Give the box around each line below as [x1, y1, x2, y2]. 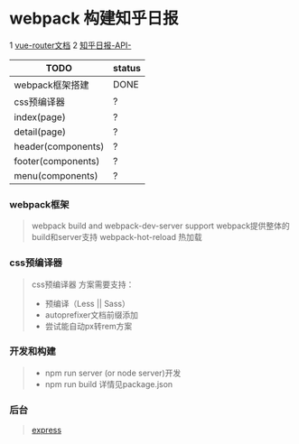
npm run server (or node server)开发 [44, 367, 182, 378]
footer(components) [14, 154, 100, 167]
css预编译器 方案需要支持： [31, 279, 135, 290]
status [112, 61, 142, 74]
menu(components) [14, 169, 98, 181]
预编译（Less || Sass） [44, 298, 131, 309]
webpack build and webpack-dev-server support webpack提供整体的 [31, 220, 291, 231]
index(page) [14, 110, 66, 123]
